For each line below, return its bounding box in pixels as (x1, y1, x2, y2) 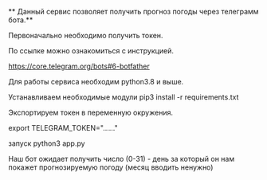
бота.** (8, 15, 33, 25)
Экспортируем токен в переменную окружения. (8, 108, 174, 117)
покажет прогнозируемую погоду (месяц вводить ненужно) (8, 162, 214, 172)
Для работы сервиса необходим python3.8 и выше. (8, 77, 184, 86)
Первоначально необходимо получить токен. (8, 31, 163, 40)
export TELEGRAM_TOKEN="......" (8, 123, 118, 132)
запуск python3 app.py (8, 139, 85, 148)
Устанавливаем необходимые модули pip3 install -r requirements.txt (8, 92, 239, 102)
